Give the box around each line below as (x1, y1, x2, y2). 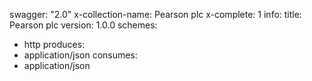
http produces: (23, 39, 86, 50)
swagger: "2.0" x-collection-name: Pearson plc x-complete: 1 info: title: (9, 9, 302, 20)
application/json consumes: (23, 49, 138, 61)
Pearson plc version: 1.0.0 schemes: (9, 19, 158, 31)
